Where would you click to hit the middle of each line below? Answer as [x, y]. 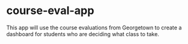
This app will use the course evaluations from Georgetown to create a [94, 28]
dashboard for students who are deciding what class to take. [83, 34]
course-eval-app [51, 11]
